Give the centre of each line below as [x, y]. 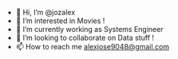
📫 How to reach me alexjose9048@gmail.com [93, 47]
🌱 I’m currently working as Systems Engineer [89, 29]
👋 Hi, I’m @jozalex [45, 12]
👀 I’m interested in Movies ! [60, 21]
